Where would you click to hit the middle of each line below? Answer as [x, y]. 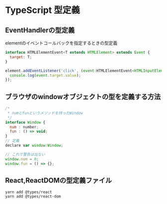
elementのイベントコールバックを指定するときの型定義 [61, 43]
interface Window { [25, 122]
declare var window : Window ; [34, 146]
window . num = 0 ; [22, 159]
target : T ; [21, 57]
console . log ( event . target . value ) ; [45, 75]
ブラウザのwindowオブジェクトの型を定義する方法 [83, 97]
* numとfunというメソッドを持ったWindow [45, 113]
